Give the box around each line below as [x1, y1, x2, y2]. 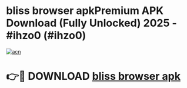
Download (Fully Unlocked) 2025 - [6, 16, 178, 30]
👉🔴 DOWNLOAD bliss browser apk [6, 70, 181, 83]
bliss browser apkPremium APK [6, 4, 163, 17]
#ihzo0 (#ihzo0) [6, 29, 86, 42]
